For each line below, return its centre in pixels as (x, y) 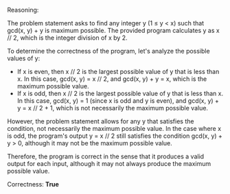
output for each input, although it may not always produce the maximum (109, 163)
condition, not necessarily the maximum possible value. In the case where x (114, 129)
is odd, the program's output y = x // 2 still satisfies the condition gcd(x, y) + (115, 136)
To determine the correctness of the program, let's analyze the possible (109, 51)
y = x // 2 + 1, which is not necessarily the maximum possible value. (112, 108)
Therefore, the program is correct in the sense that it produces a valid (106, 156)
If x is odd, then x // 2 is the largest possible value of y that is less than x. (120, 93)
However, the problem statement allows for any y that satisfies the (101, 121)
